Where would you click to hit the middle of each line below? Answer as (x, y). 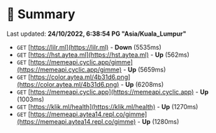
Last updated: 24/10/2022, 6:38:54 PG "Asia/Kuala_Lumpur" (96, 34)
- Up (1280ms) (158, 121)
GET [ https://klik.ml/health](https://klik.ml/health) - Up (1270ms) (107, 106)
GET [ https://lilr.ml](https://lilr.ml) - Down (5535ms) (89, 47)
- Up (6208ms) (142, 84)
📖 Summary (41, 14)
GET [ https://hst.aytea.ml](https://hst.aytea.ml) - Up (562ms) (103, 55)
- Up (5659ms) (145, 69)
